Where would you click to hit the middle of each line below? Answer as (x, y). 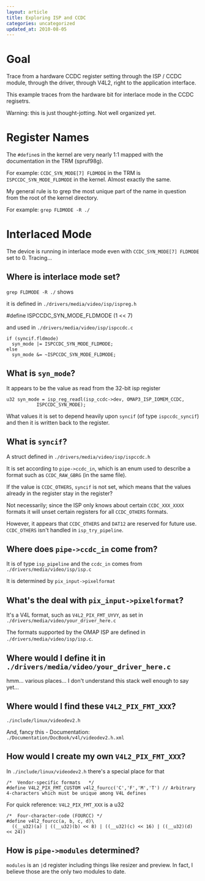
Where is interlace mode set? (63, 277)
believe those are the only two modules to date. (66, 872)
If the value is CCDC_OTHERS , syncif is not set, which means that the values (99, 486)
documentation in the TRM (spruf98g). (55, 161)
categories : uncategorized (41, 23)
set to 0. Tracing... (29, 258)
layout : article (27, 12)
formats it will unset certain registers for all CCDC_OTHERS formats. (87, 511)
